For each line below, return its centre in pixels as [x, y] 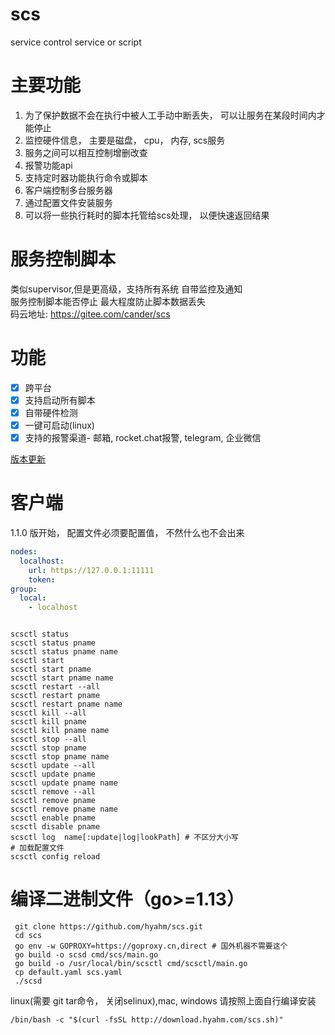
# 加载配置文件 [37, 848]
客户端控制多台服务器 [68, 190]
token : [42, 579]
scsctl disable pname [55, 827]
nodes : [24, 552]
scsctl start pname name [62, 678]
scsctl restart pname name [66, 704]
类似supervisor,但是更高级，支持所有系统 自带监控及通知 [126, 289]
